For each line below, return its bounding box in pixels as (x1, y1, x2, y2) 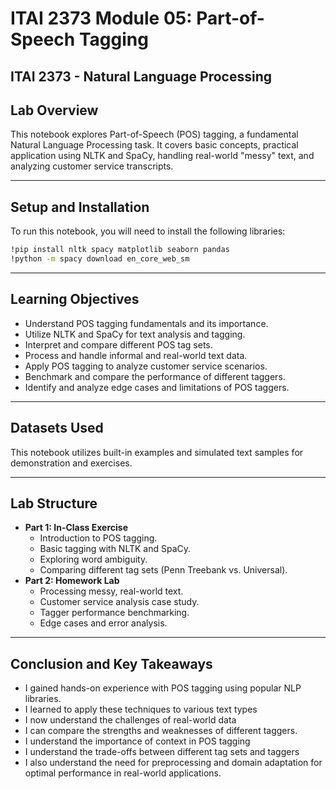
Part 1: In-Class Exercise (24, 522, 128, 534)
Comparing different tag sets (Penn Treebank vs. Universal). (39, 564, 288, 576)
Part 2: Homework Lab (24, 575, 120, 587)
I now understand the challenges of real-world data (24, 714, 237, 726)
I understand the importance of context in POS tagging (24, 735, 251, 747)
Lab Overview (10, 102, 99, 119)
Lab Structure (10, 495, 98, 512)
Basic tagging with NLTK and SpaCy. (39, 543, 192, 555)
